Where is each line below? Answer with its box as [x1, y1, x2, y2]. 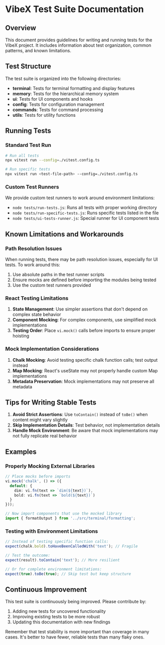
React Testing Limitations [5, 294, 69, 301]
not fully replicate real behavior [12, 433, 77, 439]
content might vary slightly [12, 417, 68, 423]
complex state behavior [12, 311, 61, 317]
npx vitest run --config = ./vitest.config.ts [5, 157, 100, 163]
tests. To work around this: [5, 262, 60, 268]
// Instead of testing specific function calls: [5, 539, 109, 544]
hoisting [12, 333, 30, 339]
